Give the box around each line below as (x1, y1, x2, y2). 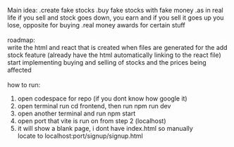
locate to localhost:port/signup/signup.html (17, 132, 143, 140)
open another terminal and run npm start (17, 109, 136, 117)
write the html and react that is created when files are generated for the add (7, 44, 228, 51)
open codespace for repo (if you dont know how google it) (17, 94, 188, 103)
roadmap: (7, 36, 35, 44)
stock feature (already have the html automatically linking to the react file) (7, 51, 221, 59)
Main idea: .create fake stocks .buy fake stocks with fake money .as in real (7, 6, 223, 14)
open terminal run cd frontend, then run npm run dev (17, 102, 171, 110)
